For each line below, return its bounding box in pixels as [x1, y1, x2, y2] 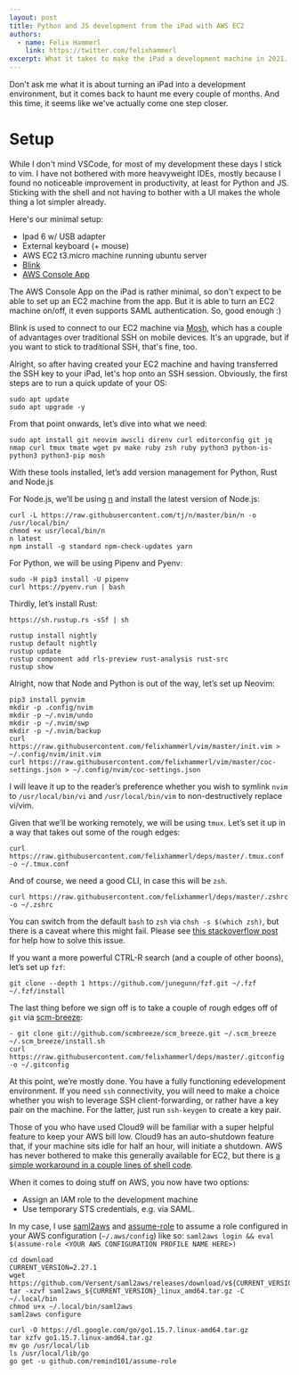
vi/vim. [9, 800, 34, 811]
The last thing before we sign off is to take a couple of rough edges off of [9, 1002, 279, 1013]
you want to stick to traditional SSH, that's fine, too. [9, 341, 198, 352]
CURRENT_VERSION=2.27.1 [9, 1263, 98, 1272]
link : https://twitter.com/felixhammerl [25, 46, 177, 55]
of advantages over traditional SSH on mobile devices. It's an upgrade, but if [9, 332, 289, 342]
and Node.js [9, 476, 54, 487]
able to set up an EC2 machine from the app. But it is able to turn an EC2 [9, 295, 275, 306]
